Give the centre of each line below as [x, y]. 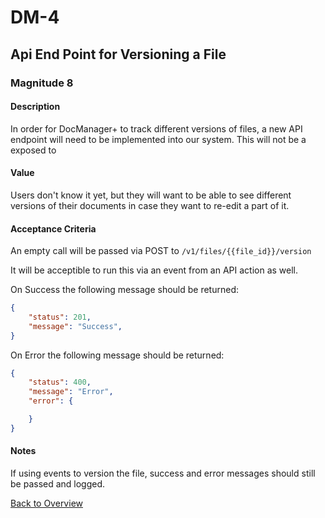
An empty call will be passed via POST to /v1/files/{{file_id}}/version [161, 251]
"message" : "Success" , [75, 326]
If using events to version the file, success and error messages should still [163, 473]
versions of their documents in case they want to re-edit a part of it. [150, 205]
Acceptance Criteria [53, 228]
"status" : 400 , [60, 382]
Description [35, 107]
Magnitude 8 [42, 83]
